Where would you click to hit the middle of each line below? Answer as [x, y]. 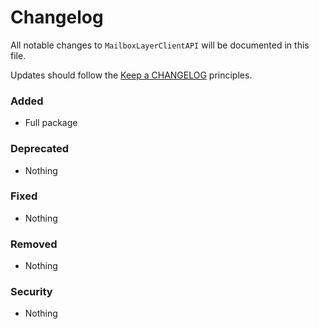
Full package [51, 123]
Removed [34, 244]
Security [31, 292]
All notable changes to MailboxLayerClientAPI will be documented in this [160, 45]
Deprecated [40, 149]
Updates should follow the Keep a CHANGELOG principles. [131, 75]
